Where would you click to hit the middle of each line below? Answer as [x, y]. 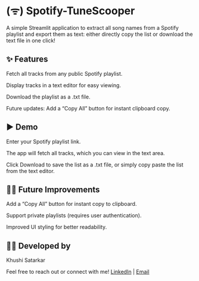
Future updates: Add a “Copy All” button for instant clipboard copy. [88, 108]
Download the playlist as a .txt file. [48, 97]
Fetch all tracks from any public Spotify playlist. [64, 73]
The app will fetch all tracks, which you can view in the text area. [85, 153]
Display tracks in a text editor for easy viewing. [63, 85]
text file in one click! [31, 40]
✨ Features [27, 59]
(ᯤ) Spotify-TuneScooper [71, 11]
